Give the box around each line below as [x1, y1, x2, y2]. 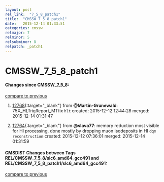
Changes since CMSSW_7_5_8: [5, 82, 69, 88]
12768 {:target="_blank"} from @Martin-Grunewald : [12, 102, 118, 109]
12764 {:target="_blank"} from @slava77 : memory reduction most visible [12, 123, 160, 129]
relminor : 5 [5, 35, 30, 40]
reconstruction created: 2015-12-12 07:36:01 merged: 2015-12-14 [12, 133, 145, 139]
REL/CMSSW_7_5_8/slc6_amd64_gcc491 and [5, 155, 99, 161]
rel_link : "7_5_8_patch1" [5, 12, 61, 17]
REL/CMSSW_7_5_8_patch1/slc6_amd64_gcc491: [5, 160, 107, 166]
